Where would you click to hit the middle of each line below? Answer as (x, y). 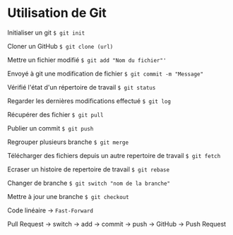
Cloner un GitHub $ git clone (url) (60, 46)
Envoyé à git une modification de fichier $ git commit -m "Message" (105, 73)
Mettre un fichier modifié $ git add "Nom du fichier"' (87, 60)
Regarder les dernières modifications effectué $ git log (89, 101)
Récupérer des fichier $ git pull (55, 114)
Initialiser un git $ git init (46, 32)
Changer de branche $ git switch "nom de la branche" (89, 183)
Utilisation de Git (57, 13)
